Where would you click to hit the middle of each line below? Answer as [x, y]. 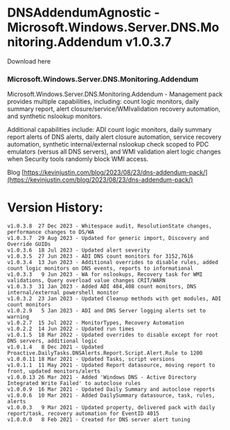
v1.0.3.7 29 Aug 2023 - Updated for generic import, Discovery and [108, 239]
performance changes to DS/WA [51, 232]
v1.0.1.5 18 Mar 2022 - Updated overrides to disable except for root [113, 335]
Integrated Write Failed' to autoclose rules [74, 384]
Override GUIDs [29, 244]
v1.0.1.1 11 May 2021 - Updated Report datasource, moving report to [111, 365]
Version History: [55, 208]
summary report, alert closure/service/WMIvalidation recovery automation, [114, 109]
